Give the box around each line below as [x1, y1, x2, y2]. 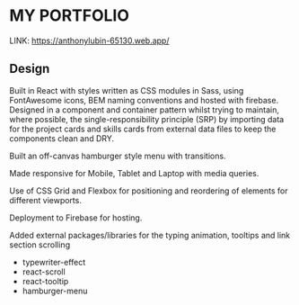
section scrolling [9, 239, 70, 250]
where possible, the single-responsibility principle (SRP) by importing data [9, 113, 285, 124]
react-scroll [22, 266, 66, 277]
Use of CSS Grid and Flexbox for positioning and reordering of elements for [9, 185, 289, 196]
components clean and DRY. [9, 132, 115, 144]
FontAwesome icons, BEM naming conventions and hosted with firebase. [9, 94, 279, 105]
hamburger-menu [22, 285, 88, 296]
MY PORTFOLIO [9, 5, 130, 26]
